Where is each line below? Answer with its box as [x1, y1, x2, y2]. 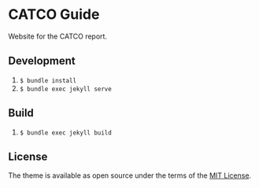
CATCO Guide [8, 6, 100, 24]
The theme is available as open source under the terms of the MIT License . [8, 171, 252, 180]
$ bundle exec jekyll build [19, 128, 112, 137]
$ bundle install [19, 76, 77, 84]
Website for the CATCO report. [8, 31, 108, 41]
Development [8, 54, 76, 68]
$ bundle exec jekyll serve [19, 85, 112, 93]
